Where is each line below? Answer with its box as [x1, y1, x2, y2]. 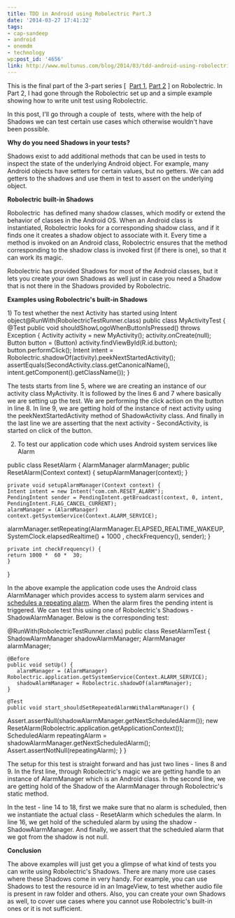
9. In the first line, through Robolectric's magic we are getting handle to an [7, 767, 221, 775]
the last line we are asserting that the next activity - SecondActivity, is [7, 419, 208, 427]
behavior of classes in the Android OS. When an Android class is [7, 216, 193, 224]
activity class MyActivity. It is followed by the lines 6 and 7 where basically [7, 389, 222, 397]
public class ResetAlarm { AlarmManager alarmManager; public [7, 461, 190, 469]
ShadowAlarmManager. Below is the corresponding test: [7, 613, 169, 622]
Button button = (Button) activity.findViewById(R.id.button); [7, 338, 178, 347]
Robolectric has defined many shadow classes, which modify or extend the [7, 208, 226, 217]
